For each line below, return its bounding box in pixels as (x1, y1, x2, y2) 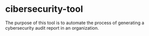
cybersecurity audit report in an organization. (5, 25, 99, 31)
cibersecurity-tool (5, 3, 83, 15)
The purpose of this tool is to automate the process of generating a (5, 20, 144, 26)
